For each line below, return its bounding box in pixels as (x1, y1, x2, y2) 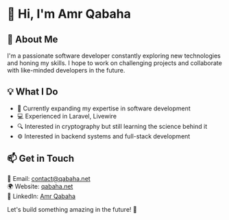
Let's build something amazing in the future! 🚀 (7, 205, 137, 213)
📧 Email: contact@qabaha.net (7, 174, 91, 182)
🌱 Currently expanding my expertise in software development (16, 104, 191, 112)
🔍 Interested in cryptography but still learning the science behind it (16, 122, 208, 130)
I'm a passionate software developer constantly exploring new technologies (7, 51, 221, 60)
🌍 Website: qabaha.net (7, 182, 73, 191)
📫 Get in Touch (7, 153, 75, 164)
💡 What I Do (7, 86, 58, 98)
